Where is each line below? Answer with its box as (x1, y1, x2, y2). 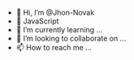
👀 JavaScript (15, 16, 59, 26)
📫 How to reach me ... (15, 43, 92, 52)
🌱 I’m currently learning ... (15, 25, 103, 34)
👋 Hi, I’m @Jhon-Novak (15, 8, 95, 17)
